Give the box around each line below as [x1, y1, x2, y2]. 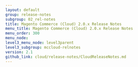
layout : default [5, 7, 40, 13]
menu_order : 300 [5, 31, 40, 36]
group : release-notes [5, 12, 51, 17]
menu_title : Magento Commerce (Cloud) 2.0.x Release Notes [5, 26, 133, 31]
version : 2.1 [5, 49, 33, 54]
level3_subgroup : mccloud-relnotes [5, 45, 81, 50]
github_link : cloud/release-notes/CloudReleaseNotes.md [5, 54, 126, 59]
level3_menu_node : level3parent [5, 40, 74, 45]
